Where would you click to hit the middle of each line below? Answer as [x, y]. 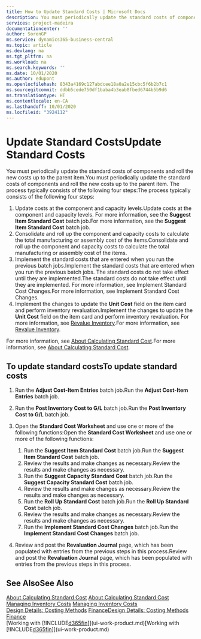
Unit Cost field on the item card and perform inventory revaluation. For [102, 317]
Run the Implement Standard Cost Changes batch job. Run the [101, 527]
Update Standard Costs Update [84, 142]
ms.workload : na [26, 62]
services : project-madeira [40, 23]
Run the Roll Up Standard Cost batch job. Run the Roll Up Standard [106, 502]
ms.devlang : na [25, 51]
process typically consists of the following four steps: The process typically [98, 190]
